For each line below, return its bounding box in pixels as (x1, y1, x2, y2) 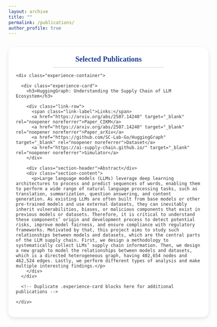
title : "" (8, 14, 33, 20)
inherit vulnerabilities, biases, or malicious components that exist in (16, 206, 201, 212)
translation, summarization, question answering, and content (16, 191, 172, 197)
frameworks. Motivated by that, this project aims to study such (16, 227, 179, 233)
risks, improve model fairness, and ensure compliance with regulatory (16, 222, 195, 228)
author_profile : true (8, 25, 62, 31)
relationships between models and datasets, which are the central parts (16, 232, 201, 238)
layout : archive (8, 8, 48, 15)
